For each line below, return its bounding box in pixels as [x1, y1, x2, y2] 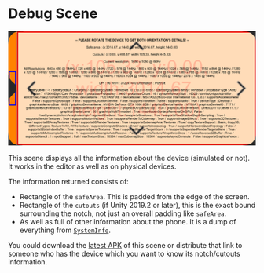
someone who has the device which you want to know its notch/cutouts [8, 249, 241, 258]
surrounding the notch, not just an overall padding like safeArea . [19, 209, 227, 218]
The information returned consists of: [8, 177, 130, 186]
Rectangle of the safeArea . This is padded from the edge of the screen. [19, 191, 250, 201]
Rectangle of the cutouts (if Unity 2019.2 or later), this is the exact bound [19, 200, 256, 209]
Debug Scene [8, 5, 98, 23]
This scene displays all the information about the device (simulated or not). [8, 153, 250, 162]
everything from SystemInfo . [19, 225, 112, 235]
